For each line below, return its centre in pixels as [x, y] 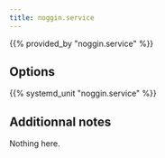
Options [32, 72]
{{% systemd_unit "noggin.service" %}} [83, 93]
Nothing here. [35, 144]
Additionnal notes [60, 121]
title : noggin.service [52, 18]
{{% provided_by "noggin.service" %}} [82, 43]
